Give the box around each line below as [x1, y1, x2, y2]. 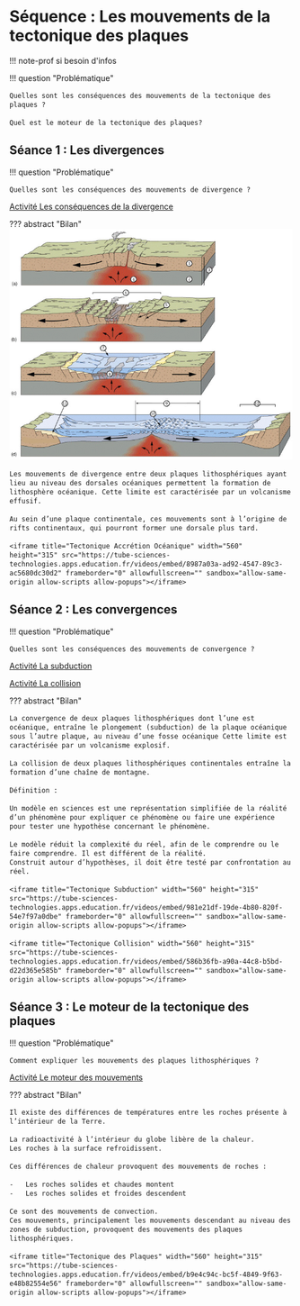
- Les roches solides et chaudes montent [9, 1180, 175, 1189]
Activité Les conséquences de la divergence [9, 201, 173, 212]
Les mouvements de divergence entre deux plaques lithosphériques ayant [9, 470, 287, 479]
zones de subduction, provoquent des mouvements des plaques [9, 1225, 243, 1234]
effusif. [9, 497, 42, 506]
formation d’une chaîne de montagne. [9, 767, 151, 776]
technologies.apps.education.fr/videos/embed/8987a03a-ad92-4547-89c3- [9, 560, 283, 569]
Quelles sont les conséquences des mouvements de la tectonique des [9, 91, 271, 100]
